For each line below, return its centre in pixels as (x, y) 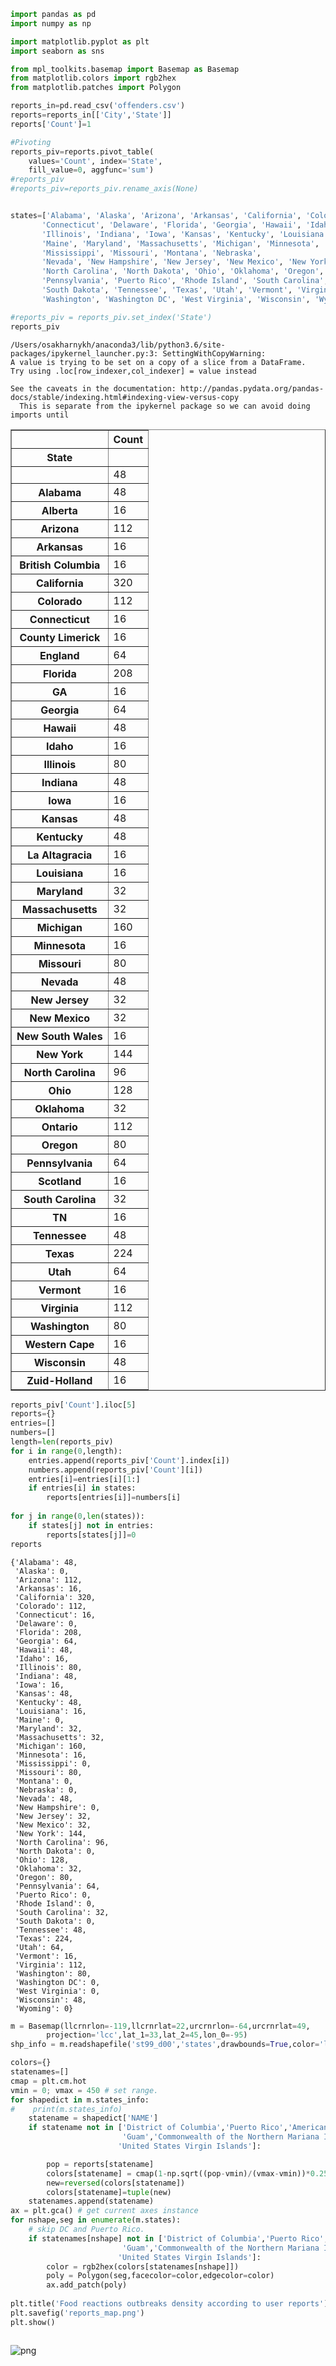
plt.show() (33, 2322)
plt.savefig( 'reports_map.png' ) (77, 2313)
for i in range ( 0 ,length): (66, 1451)
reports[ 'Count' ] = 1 (51, 124)
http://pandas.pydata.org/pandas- (252, 388)
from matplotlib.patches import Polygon (96, 88)
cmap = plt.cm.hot (48, 2081)
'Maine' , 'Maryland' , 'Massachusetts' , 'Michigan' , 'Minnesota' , (180, 243)
